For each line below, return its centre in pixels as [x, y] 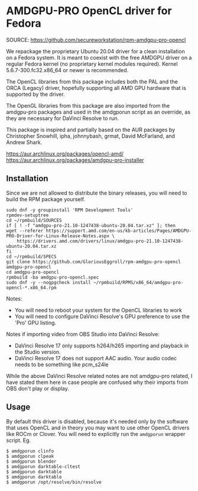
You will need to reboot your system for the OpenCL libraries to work [98, 310]
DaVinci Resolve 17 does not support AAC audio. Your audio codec [96, 358]
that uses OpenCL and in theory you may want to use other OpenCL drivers [98, 428]
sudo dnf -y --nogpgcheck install [49, 282]
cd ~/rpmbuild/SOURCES [34, 220]
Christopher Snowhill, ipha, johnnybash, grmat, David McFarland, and [91, 136]
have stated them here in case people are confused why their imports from [97, 382]
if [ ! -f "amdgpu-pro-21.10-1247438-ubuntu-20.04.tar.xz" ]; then [91, 225]
